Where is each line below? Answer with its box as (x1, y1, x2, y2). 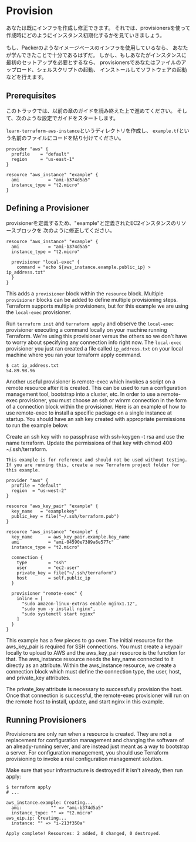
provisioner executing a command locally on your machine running (6, 326, 167, 333)
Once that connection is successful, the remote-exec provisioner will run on (6, 692, 190, 699)
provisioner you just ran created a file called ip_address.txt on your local (6, 345, 183, 352)
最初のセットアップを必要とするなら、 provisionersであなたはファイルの (6, 59, 181, 66)
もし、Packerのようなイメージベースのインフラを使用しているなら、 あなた (6, 44, 188, 51)
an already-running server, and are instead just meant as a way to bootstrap (6, 743, 190, 750)
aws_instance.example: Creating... (6, 800, 93, 806)
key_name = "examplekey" (11, 508, 77, 514)
